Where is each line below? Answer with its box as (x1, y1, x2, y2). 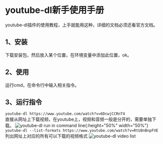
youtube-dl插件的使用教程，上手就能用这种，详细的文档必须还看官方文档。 (5, 22, 158, 28)
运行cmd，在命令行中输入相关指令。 (5, 82, 79, 88)
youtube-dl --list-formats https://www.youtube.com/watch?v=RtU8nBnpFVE (5, 128, 159, 133)
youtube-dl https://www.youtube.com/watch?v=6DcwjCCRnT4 (5, 111, 125, 117)
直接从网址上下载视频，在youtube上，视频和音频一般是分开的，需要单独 (5, 116, 152, 122)
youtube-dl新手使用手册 (5, 4, 105, 16)
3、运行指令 (5, 98, 42, 106)
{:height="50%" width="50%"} (85, 123, 149, 129)
